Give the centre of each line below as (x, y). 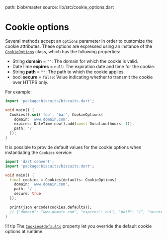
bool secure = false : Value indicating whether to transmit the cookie (83, 77)
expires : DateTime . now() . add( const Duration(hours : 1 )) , (74, 124)
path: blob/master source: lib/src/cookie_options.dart (60, 7)
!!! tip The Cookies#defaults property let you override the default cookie (79, 226)
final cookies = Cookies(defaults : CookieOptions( (63, 180)
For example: (19, 92)
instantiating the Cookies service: (39, 152)
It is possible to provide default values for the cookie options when (73, 147)
